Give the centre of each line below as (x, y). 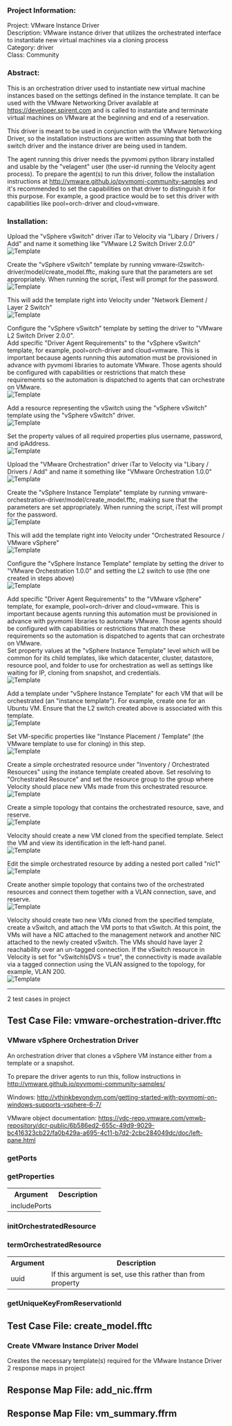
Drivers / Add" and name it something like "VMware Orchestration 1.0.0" (110, 471)
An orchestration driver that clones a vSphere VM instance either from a (109, 1055)
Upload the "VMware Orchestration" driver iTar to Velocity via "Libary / (108, 464)
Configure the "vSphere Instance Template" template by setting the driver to (116, 563)
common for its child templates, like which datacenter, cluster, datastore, (110, 658)
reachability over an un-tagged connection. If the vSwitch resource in (106, 949)
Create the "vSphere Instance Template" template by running (94, 492)
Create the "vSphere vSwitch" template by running (79, 264)
